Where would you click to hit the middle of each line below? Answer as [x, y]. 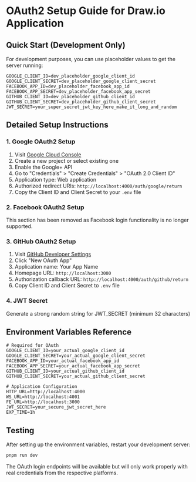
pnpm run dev [22, 456]
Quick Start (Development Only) [66, 45]
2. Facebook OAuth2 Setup [45, 207]
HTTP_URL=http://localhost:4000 [45, 392]
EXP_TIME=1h [21, 413]
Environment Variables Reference [69, 332]
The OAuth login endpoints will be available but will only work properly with [97, 467]
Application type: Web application [55, 179]
